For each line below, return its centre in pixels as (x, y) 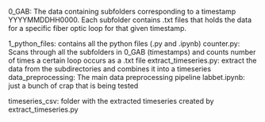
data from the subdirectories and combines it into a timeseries (110, 69)
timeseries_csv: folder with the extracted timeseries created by (111, 101)
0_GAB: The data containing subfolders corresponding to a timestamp (122, 11)
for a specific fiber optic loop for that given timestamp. (97, 28)
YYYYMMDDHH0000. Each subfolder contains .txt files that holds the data (130, 20)
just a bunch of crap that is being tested (73, 86)
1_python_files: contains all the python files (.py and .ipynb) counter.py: (124, 44)
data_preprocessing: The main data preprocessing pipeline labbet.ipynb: (127, 77)
